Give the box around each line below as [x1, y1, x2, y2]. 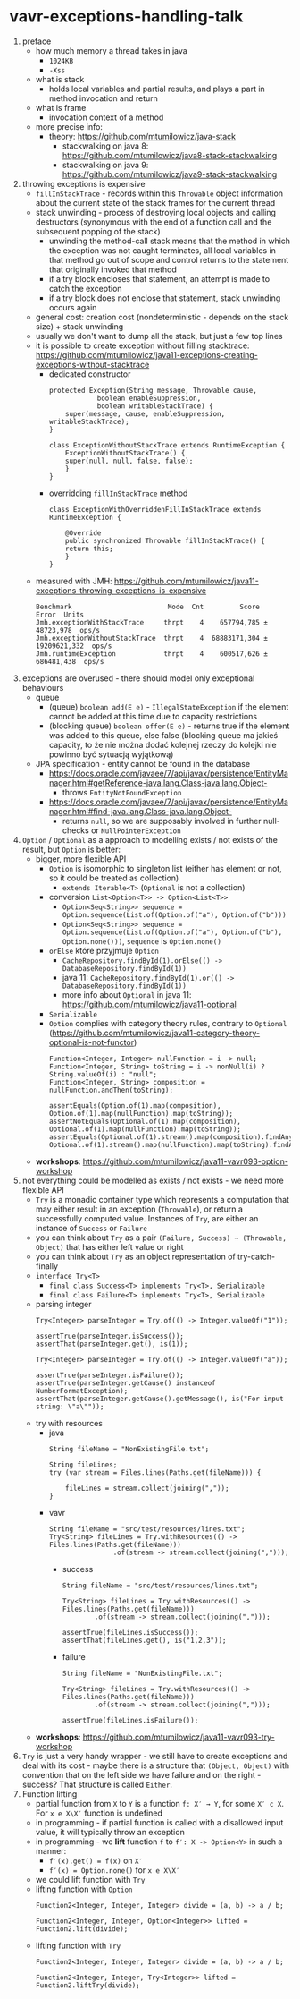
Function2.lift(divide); [35, 1924, 129, 1934]
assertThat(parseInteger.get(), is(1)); [35, 1340, 188, 1348]
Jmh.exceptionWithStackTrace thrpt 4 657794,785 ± [35, 617, 268, 627]
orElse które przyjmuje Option [48, 945, 159, 956]
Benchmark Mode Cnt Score [35, 602, 261, 611]
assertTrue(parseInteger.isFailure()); [35, 1371, 185, 1380]
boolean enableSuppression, [96, 394, 202, 403]
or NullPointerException [90, 825, 181, 836]
